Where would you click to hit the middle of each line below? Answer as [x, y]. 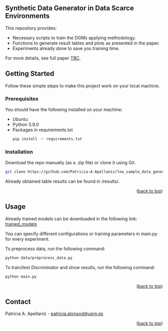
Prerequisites [22, 98]
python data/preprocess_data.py [39, 258]
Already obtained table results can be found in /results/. [62, 181]
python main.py [21, 277]
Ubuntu [20, 119]
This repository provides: [31, 28]
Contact [18, 302]
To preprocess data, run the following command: [55, 249]
